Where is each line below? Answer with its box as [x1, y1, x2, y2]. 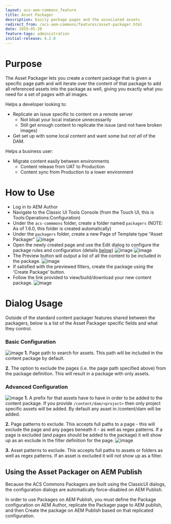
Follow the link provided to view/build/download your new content [12, 274, 152, 280]
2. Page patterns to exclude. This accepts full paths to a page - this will [5, 421, 155, 427]
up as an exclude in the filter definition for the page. [5, 438, 114, 444]
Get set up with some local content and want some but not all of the [12, 132, 156, 139]
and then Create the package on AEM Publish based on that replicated [5, 507, 154, 514]
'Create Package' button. [12, 269, 65, 275]
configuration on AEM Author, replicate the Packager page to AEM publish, [5, 502, 162, 508]
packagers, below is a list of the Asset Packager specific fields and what [5, 320, 158, 326]
